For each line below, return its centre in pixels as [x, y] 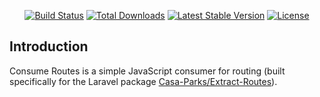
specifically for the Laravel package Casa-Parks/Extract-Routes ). [143, 81]
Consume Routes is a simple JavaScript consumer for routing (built [147, 71]
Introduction [49, 46]
